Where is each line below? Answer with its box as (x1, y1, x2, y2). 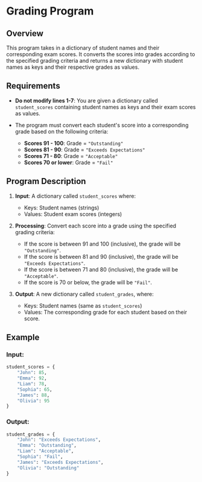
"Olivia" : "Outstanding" (17, 465, 80, 471)
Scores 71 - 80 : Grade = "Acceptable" (24, 152, 118, 159)
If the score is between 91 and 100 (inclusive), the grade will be (24, 240, 181, 247)
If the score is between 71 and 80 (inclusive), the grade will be (24, 265, 178, 273)
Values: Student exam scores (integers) (24, 210, 122, 218)
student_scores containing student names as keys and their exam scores (14, 103, 196, 110)
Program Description (6, 176, 86, 186)
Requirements (6, 81, 60, 91)
